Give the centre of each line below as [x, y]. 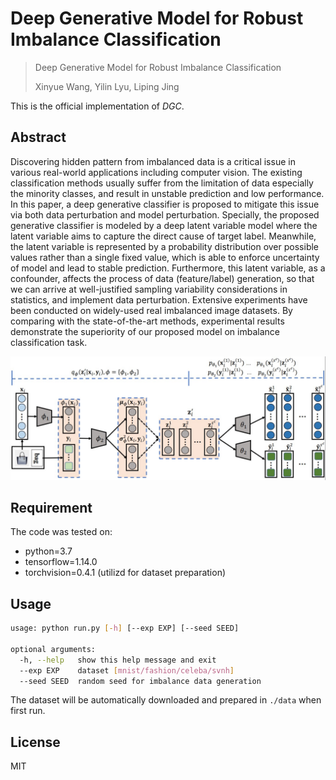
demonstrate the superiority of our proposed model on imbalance [145, 331]
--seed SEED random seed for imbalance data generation [140, 681]
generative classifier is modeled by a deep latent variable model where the [164, 225]
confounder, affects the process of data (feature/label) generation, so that [162, 278]
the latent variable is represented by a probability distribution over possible [165, 246]
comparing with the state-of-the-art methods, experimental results [147, 321]
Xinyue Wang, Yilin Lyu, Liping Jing [107, 86]
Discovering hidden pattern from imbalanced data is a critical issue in [153, 161]
